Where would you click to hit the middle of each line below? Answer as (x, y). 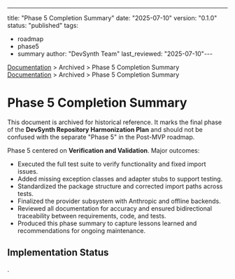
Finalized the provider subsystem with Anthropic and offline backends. (119, 201)
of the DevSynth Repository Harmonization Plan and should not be (105, 129)
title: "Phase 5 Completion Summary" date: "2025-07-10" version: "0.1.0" (112, 18)
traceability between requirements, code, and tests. (92, 216)
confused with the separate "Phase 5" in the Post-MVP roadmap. (101, 137)
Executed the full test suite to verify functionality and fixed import (112, 164)
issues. (28, 171)
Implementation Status (58, 253)
